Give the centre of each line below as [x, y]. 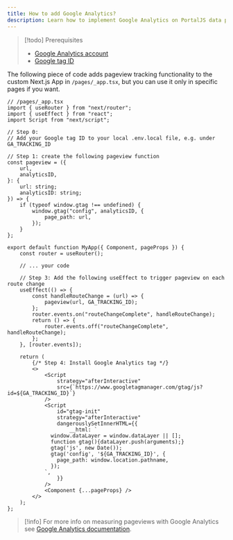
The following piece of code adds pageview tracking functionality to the [110, 74]
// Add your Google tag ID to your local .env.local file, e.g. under [111, 138]
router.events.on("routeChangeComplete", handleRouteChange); [124, 314]
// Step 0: [23, 132]
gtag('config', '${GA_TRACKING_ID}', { [109, 454]
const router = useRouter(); [62, 253]
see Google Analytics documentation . [78, 529]
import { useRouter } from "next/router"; [69, 108]
